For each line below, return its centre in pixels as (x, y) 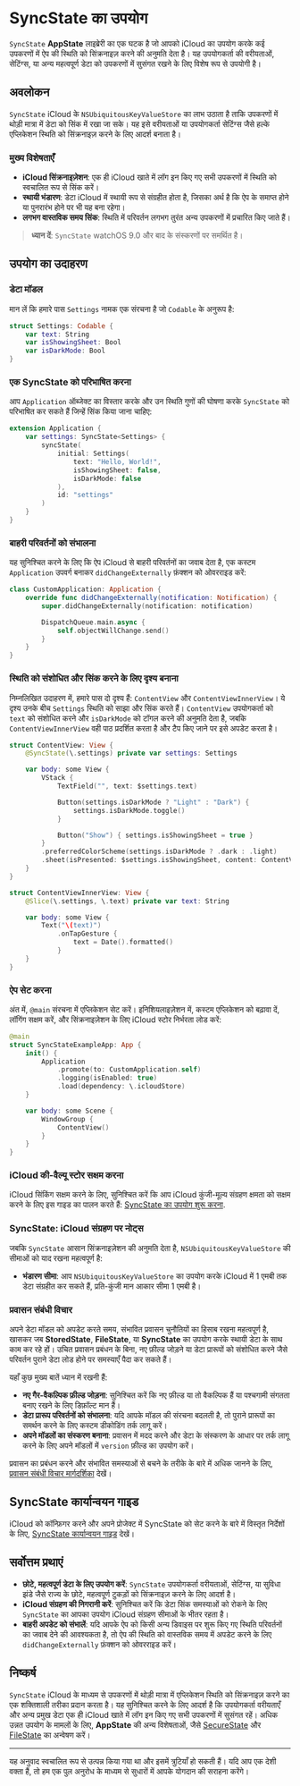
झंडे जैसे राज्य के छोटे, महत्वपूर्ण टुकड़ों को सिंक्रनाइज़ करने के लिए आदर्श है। (129, 1594)
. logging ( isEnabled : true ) (107, 1078)
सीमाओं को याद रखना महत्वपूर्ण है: (56, 1258)
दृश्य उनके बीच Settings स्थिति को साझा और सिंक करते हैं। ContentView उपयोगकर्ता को (142, 708)
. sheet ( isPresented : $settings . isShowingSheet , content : (149, 860)
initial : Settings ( (93, 454)
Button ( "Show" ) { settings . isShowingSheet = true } (155, 835)
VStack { (58, 778)
